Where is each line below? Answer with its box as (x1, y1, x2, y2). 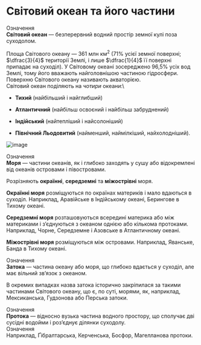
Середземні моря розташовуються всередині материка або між (6, 213, 175, 221)
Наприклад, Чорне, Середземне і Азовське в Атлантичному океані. (6, 226, 181, 234)
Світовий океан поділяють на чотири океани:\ (6, 82, 125, 89)
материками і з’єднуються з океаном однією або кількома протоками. (6, 220, 189, 227)
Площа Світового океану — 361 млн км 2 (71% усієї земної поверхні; (6, 49, 182, 57)
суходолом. (6, 37, 37, 44)
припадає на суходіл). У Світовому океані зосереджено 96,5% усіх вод (6, 62, 191, 70)
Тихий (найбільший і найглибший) (14, 94, 103, 101)
